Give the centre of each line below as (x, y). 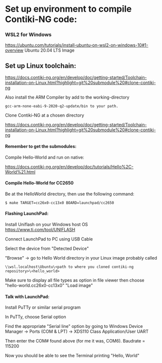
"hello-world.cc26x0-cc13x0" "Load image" (49, 285)
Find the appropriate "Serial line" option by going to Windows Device (74, 326)
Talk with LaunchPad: (27, 297)
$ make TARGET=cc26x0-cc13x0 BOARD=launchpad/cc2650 (60, 203)
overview (14, 50)
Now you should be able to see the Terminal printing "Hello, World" (72, 356)
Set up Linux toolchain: (41, 66)
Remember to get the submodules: (41, 146)
